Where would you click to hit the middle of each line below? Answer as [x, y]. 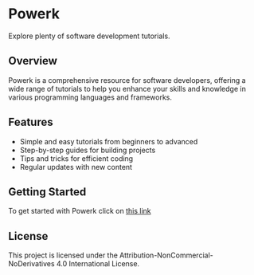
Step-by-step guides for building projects [88, 150]
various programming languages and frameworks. [90, 97]
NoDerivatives [31, 264]
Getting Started [47, 192]
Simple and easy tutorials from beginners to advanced [109, 141]
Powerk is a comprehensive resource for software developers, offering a [127, 80]
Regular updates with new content [76, 167]
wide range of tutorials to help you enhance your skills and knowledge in [127, 88]
